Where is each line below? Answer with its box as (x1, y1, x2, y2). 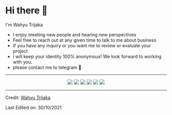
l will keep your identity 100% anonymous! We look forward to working (12, 53, 162, 60)
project (12, 48, 28, 54)
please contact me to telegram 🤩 (12, 64, 82, 70)
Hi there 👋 (5, 5, 48, 16)
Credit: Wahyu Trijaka (5, 94, 51, 101)
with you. (12, 59, 32, 65)
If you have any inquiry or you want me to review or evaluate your (12, 42, 151, 48)
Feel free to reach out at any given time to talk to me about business (12, 37, 157, 43)
